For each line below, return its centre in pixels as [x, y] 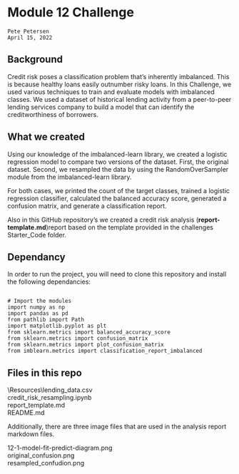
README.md [26, 413]
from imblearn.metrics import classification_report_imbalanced [105, 351]
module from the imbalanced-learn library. [70, 177]
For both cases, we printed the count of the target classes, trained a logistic [119, 190]
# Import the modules [40, 301]
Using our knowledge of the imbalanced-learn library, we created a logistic [117, 154]
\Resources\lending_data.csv [50, 390]
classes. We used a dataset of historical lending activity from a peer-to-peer [119, 99]
